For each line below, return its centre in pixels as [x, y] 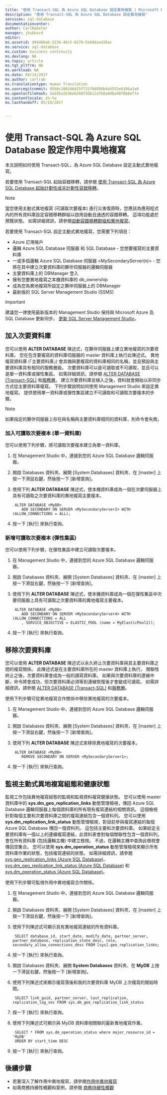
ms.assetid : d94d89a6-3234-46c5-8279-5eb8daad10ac [59, 42]
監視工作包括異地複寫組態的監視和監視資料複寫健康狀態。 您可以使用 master [83, 797]
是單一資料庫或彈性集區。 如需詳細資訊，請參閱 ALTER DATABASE [73, 374]
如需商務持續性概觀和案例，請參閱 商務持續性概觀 [63, 1088]
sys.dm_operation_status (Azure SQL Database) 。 [56, 872]
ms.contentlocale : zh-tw [31, 98]
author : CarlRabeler [27, 28]
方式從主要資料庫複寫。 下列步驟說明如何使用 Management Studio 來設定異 [82, 386]
